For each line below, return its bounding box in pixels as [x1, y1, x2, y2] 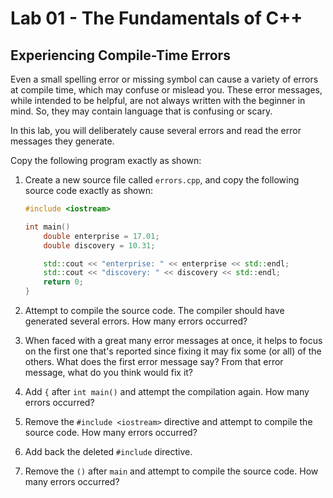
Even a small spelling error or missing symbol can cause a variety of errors [10, 73, 319, 85]
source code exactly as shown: [24, 185, 154, 196]
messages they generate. [10, 135, 115, 147]
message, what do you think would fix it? [24, 367, 194, 378]
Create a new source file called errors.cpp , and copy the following [24, 174, 300, 186]
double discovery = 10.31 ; [43, 240, 156, 251]
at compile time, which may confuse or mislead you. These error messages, [10, 84, 323, 96]
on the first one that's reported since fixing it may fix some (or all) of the [24, 345, 322, 357]
